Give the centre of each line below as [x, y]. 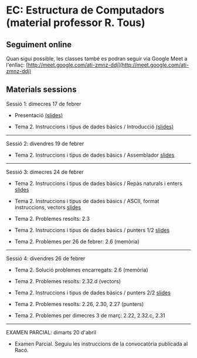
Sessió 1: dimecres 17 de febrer [44, 104]
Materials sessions [41, 90]
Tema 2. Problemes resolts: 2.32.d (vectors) [68, 281]
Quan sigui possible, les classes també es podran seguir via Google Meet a [97, 59]
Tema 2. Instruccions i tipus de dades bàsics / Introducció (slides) [94, 127]
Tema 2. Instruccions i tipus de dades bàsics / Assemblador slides [94, 155]
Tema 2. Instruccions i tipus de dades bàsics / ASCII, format [87, 201]
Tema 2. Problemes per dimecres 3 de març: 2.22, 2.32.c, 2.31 [90, 315]
